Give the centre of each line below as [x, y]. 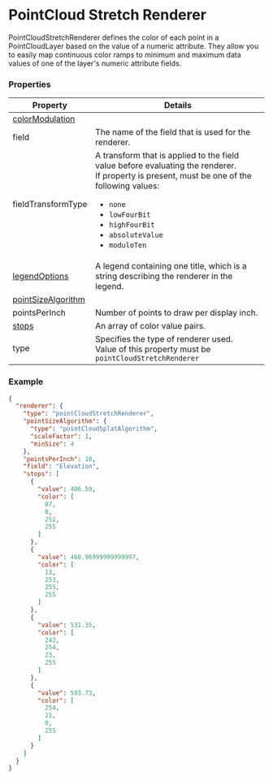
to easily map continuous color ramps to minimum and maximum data [125, 54]
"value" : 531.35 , [67, 625]
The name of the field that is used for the [173, 132]
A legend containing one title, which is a [171, 266]
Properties [30, 84]
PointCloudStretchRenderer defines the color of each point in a [114, 37]
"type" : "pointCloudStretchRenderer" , [89, 414]
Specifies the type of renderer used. [164, 339]
